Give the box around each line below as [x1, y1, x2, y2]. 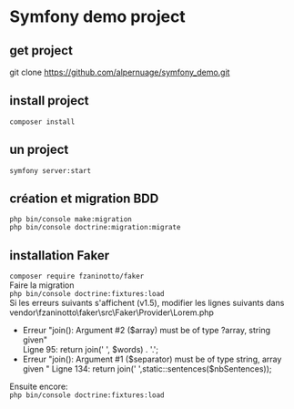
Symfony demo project [9, 6, 187, 27]
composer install [9, 117, 76, 127]
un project [9, 142, 69, 158]
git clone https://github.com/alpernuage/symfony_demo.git [9, 66, 230, 77]
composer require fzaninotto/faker [9, 271, 145, 281]
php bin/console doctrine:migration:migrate [9, 223, 181, 232]
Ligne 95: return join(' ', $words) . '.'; [22, 344, 159, 355]
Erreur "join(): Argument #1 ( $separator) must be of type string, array [22, 353, 282, 365]
